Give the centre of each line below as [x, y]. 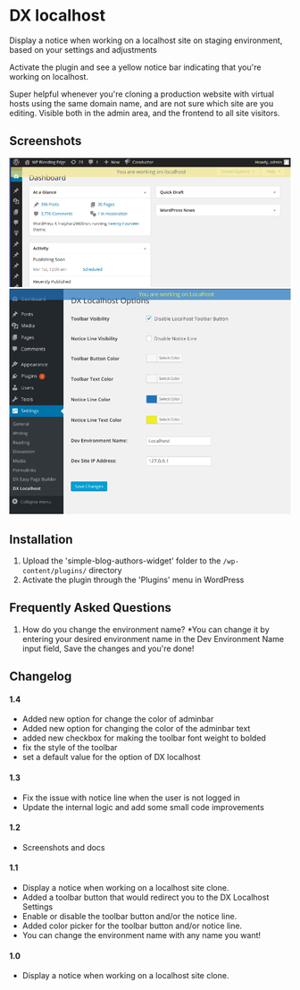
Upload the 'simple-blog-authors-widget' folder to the [121, 561]
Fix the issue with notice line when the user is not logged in [131, 798]
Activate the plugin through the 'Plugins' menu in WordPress [133, 580]
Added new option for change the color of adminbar [118, 719]
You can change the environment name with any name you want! [142, 935]
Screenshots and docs [63, 847]
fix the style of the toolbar [70, 748]
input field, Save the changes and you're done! [108, 648]
